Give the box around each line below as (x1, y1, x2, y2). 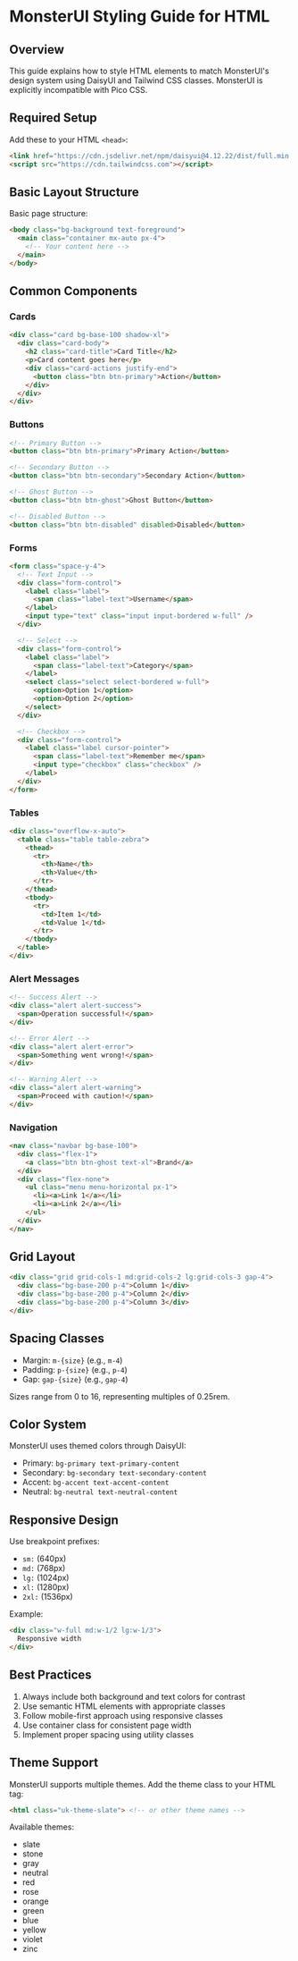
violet (21, 1934, 43, 1945)
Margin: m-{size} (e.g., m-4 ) (21, 1355, 123, 1365)
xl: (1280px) (21, 1582, 70, 1593)
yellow (21, 1924, 46, 1935)
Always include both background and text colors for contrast (21, 1691, 245, 1702)
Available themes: (9, 1822, 74, 1832)
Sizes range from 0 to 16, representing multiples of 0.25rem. (9, 1390, 230, 1401)
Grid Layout (9, 1249, 76, 1264)
